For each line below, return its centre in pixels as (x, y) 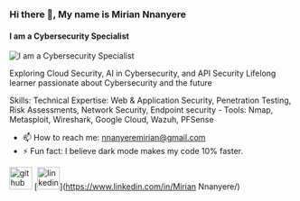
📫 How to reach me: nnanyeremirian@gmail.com (114, 138)
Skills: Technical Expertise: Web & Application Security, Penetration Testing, (150, 100)
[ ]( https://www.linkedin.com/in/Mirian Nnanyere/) (137, 187)
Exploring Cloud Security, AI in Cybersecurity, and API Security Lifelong (143, 73)
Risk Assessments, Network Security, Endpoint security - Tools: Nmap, (141, 110)
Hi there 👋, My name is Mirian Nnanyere (98, 14)
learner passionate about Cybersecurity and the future (111, 83)
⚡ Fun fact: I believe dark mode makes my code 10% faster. (133, 151)
